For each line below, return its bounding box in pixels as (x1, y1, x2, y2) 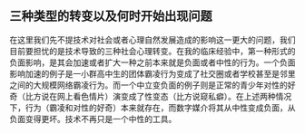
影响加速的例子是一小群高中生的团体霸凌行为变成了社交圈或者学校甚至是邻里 (9, 68, 296, 79)
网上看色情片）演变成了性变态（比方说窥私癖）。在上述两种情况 (56, 90, 292, 101)
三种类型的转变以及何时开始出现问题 (9, 8, 212, 24)
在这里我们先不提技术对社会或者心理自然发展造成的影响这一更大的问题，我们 (9, 34, 296, 45)
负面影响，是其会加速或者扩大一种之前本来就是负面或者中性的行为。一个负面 (9, 57, 296, 68)
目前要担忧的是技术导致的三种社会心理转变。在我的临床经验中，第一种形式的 (9, 45, 296, 56)
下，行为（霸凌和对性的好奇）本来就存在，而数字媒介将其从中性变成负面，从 (9, 102, 296, 113)
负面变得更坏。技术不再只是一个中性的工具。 (9, 113, 177, 124)
